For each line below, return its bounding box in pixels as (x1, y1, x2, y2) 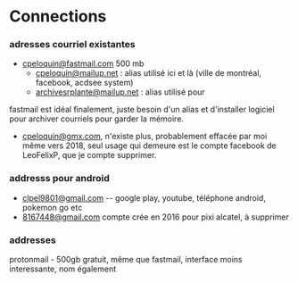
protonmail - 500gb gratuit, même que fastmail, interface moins (9, 254, 243, 265)
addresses (9, 234, 56, 246)
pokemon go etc (21, 202, 83, 212)
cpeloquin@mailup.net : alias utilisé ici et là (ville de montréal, (35, 68, 261, 79)
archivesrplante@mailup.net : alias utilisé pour (35, 87, 205, 97)
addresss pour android (9, 172, 110, 185)
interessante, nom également (9, 263, 117, 274)
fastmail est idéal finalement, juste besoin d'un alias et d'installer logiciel (9, 104, 275, 115)
